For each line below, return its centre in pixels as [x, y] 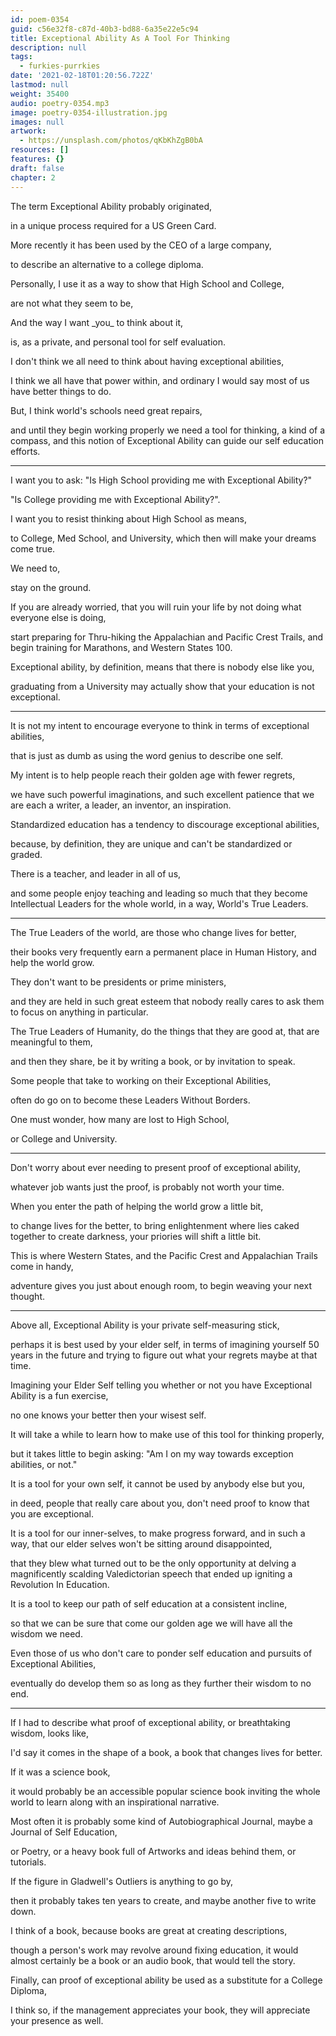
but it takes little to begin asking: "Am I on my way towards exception [152, 1453]
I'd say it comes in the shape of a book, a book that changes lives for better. [166, 1752]
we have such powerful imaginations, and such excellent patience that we [162, 794]
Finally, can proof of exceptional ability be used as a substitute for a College [166, 1980]
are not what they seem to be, [72, 303]
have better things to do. [61, 391]
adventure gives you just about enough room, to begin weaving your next [161, 1285]
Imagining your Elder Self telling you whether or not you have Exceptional [161, 1385]
